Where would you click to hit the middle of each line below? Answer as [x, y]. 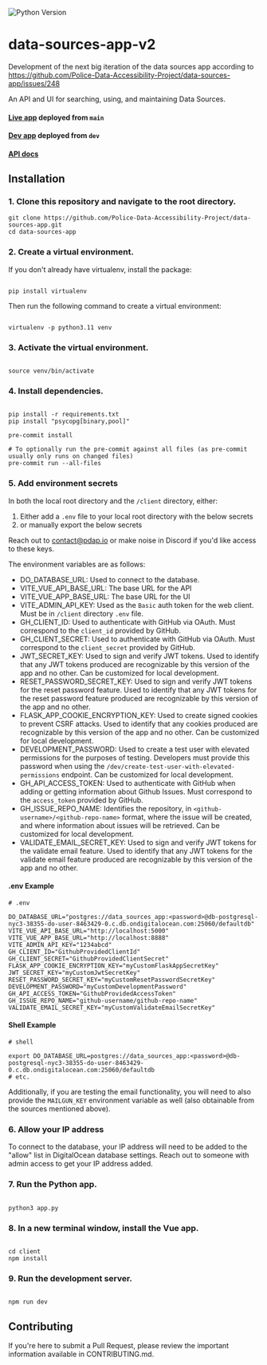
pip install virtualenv [48, 291]
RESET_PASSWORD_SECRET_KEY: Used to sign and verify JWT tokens [136, 681]
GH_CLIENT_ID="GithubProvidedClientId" [75, 952]
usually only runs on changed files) [71, 456]
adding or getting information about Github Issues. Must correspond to [136, 791]
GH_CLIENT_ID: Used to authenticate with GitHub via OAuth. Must [128, 621]
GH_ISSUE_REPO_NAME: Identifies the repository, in [106, 808]
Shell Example [32, 1025]
